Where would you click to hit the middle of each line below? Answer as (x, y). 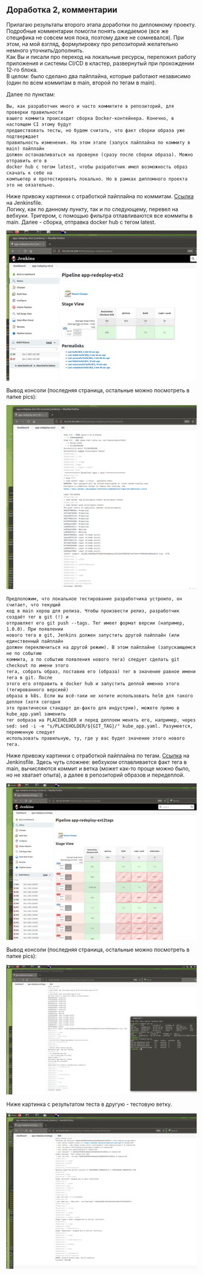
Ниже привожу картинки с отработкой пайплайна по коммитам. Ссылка (100, 196)
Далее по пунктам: (31, 94)
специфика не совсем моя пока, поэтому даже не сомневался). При (95, 37)
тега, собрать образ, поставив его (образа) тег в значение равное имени (101, 671)
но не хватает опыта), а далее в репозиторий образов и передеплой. (95, 775)
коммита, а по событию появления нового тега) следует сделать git (93, 659)
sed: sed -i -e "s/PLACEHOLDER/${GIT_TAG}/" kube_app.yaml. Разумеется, (100, 726)
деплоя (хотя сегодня (34, 702)
